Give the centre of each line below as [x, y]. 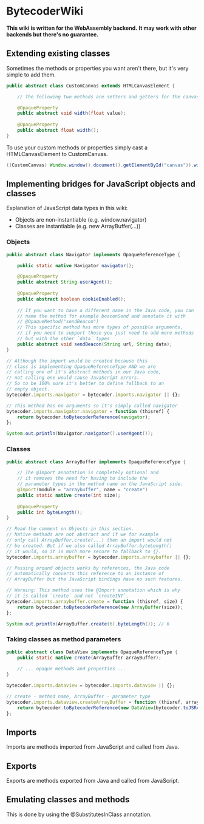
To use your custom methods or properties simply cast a [77, 148]
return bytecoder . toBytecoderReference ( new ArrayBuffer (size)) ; [100, 607]
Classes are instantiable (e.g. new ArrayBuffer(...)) [78, 226]
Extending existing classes [58, 54]
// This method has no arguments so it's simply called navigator [92, 406]
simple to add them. [31, 75]
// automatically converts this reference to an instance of [85, 574]
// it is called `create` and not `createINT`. [68, 596]
